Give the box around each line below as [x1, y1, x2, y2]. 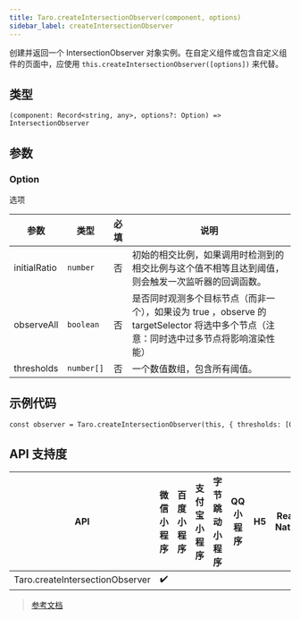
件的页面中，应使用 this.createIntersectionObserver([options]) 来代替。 [9, 58, 284, 69]
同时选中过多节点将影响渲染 [150, 333, 267, 344]
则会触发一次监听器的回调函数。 [132, 276, 267, 287]
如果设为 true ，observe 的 [154, 306, 267, 318]
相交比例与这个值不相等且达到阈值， [132, 262, 285, 274]
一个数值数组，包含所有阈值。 [132, 363, 258, 375]
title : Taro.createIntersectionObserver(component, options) [9, 13, 242, 22]
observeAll [13, 318, 59, 331]
